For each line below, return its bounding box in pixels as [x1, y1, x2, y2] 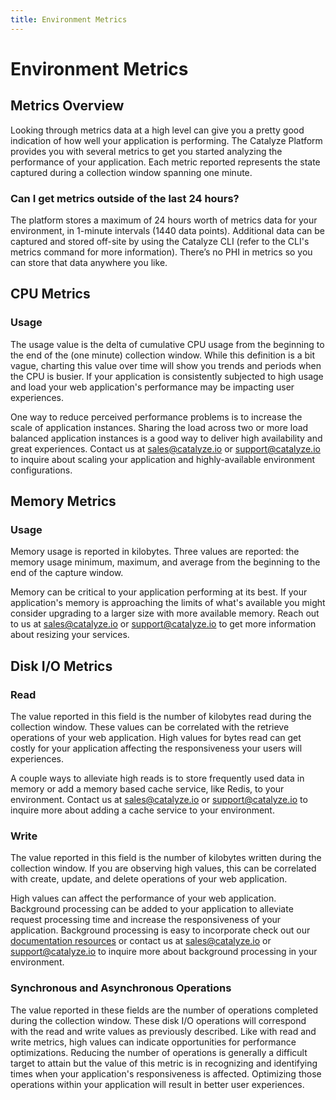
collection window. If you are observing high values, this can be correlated [10, 862, 317, 875]
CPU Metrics [10, 286, 91, 303]
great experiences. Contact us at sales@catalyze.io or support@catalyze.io [10, 442, 321, 455]
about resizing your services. [10, 629, 130, 641]
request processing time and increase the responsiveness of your [10, 914, 282, 926]
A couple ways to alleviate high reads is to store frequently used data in [10, 772, 305, 784]
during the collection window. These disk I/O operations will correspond [10, 1014, 307, 1026]
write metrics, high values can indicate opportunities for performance [10, 1036, 297, 1048]
